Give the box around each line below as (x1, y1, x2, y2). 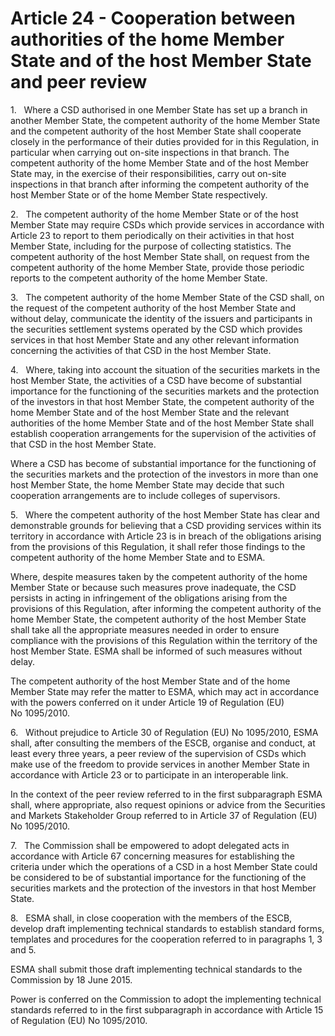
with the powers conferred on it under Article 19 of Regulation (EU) (10, 696, 285, 708)
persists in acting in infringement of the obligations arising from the (10, 592, 288, 604)
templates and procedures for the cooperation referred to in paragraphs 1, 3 (10, 933, 323, 945)
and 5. (10, 943, 37, 956)
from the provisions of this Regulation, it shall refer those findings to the (10, 540, 306, 552)
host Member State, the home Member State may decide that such (10, 478, 285, 491)
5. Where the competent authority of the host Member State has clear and (10, 508, 320, 521)
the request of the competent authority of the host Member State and (10, 302, 296, 314)
